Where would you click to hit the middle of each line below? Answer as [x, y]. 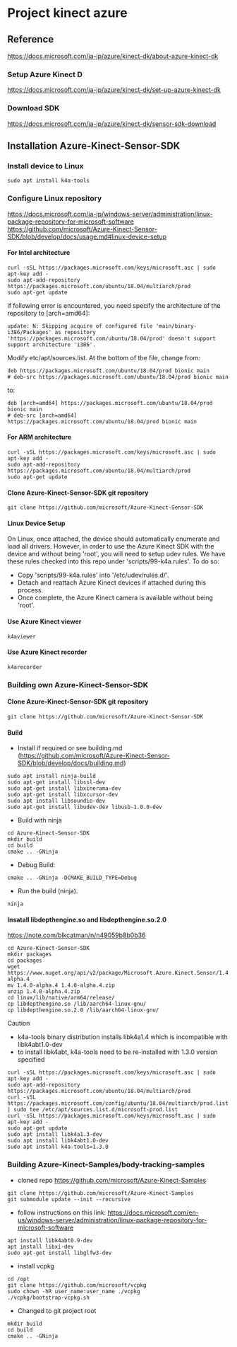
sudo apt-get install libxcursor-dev [63, 795]
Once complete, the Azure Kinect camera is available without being [115, 598]
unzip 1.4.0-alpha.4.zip [44, 992]
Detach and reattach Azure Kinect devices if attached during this [112, 583]
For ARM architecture [39, 437]
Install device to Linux [45, 166]
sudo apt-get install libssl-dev [56, 783]
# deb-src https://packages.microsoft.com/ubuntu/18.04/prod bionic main [118, 377]
